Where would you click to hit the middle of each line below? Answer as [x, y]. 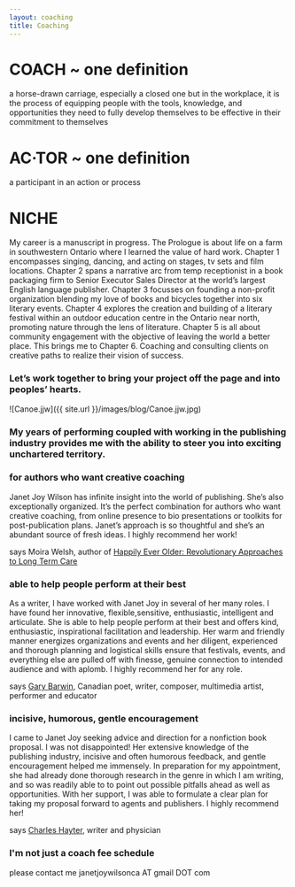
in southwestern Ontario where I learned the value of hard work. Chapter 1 [144, 252]
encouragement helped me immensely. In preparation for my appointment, [145, 766]
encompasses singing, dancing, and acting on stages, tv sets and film [136, 261]
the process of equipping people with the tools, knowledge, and [125, 104]
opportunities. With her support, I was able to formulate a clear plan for [139, 794]
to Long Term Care [43, 561]
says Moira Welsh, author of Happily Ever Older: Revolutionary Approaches [146, 551]
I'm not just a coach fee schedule [82, 853]
